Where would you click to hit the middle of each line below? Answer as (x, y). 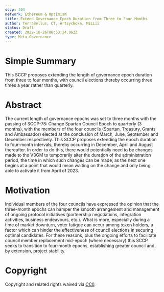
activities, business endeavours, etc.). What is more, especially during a (78, 219)
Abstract (23, 105)
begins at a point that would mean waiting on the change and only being (78, 165)
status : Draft (20, 28)
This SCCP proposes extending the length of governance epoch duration (79, 74)
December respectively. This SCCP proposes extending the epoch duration (81, 139)
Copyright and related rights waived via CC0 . (50, 284)
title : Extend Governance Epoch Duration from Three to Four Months (76, 19)
